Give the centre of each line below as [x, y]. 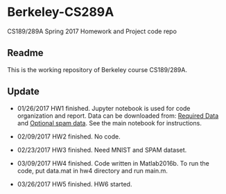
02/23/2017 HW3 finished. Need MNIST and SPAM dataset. [102, 150]
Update [24, 92]
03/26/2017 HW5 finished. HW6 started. [75, 184]
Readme [25, 53]
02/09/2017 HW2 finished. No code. [69, 136]
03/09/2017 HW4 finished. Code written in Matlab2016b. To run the [113, 163]
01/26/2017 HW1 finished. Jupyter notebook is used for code [104, 108]
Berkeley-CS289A [61, 12]
